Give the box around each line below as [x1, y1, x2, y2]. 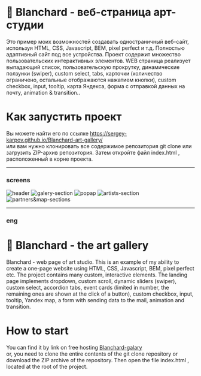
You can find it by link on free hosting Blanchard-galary [6, 344, 142, 351]
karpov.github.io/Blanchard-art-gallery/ [6, 136, 103, 143]
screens [6, 176, 31, 184]
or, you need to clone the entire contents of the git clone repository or [6, 350, 178, 357]
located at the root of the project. [6, 363, 88, 370]
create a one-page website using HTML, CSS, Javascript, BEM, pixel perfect [6, 265, 194, 272]
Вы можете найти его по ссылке [6, 130, 89, 137]
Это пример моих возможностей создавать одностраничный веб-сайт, [6, 38, 190, 45]
